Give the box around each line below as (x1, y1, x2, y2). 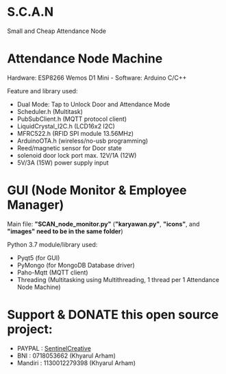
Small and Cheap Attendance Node (7, 27, 106, 35)
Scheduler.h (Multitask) (16, 107, 84, 115)
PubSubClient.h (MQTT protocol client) (16, 115, 127, 123)
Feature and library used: (7, 86, 78, 95)
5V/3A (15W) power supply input (16, 159, 109, 167)
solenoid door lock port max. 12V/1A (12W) (16, 151, 137, 159)
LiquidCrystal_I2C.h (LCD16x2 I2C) (16, 121, 115, 130)
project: (7, 322, 53, 337)
